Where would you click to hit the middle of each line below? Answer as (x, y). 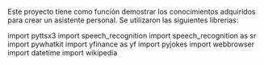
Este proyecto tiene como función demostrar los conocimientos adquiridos (132, 12)
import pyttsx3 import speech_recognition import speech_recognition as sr (132, 36)
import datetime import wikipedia (63, 53)
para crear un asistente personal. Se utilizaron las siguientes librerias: (123, 20)
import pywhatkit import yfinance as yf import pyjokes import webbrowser (131, 44)
